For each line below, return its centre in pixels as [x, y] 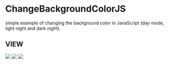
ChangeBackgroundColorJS [66, 9]
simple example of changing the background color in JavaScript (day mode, [85, 23]
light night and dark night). [33, 28]
